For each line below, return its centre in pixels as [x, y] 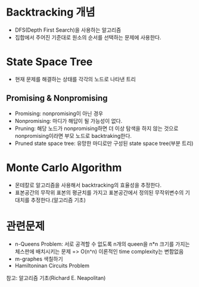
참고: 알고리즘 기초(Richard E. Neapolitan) [56, 277]
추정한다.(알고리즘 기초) [58, 200]
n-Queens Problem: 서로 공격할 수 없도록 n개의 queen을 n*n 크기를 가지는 [102, 244]
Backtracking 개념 [51, 12]
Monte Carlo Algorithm [64, 167]
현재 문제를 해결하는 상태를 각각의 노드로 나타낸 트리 [75, 79]
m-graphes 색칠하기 [39, 259]
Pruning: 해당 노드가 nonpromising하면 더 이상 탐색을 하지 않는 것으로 [97, 128]
